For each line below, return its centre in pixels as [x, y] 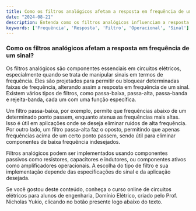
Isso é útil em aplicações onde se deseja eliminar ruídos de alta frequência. [97, 123]
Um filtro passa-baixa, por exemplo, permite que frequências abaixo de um [96, 110]
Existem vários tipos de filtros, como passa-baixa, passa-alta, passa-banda [97, 93]
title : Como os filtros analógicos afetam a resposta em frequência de [95, 11]
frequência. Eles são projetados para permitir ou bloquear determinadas [93, 81]
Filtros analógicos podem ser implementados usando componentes [87, 153]
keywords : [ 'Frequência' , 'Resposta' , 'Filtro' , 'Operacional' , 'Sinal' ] [98, 28]
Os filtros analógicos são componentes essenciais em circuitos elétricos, [94, 68]
